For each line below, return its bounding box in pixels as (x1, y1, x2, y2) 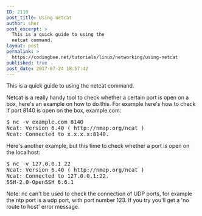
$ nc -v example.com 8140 (6, 119, 84, 125)
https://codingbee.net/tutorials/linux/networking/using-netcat (12, 54, 178, 60)
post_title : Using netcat (6, 15, 72, 21)
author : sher (6, 20, 40, 26)
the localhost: (6, 148, 41, 156)
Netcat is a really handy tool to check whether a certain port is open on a (6, 94, 189, 101)
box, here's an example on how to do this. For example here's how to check (6, 100, 196, 108)
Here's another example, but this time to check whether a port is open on (6, 142, 190, 150)
